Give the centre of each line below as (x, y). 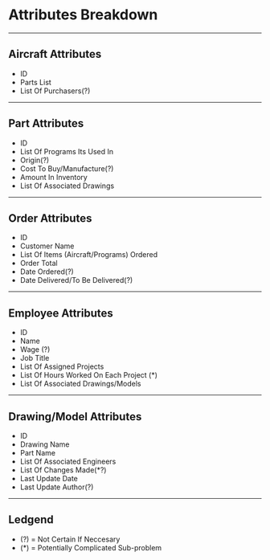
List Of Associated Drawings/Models (80, 384)
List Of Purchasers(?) (55, 91)
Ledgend (31, 520)
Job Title (35, 358)
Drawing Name (45, 444)
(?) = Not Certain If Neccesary (70, 539)
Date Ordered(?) (47, 272)
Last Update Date (49, 478)
